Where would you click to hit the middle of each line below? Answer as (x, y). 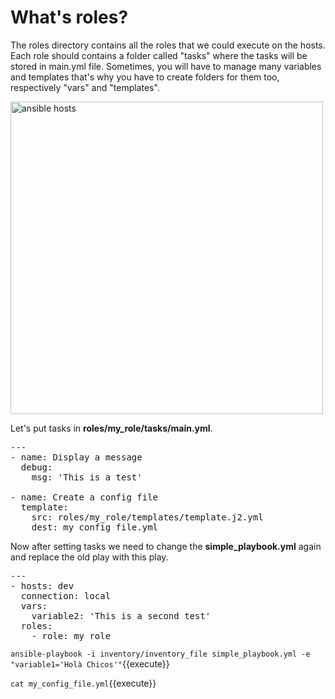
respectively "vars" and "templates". (85, 87)
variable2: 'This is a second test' (121, 615)
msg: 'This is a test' (87, 477)
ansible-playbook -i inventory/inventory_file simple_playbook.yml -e (160, 654)
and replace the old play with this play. (89, 557)
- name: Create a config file (84, 497)
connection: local (66, 595)
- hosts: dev (42, 585)
